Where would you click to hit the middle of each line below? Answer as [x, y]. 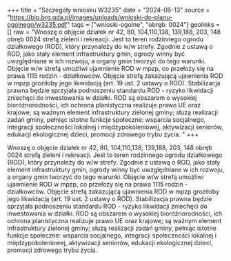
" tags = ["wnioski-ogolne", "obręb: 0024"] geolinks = [143, 24]
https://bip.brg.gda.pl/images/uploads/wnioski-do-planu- [91, 17]
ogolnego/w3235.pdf [37, 24]
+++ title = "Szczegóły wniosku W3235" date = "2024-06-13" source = [109, 10]
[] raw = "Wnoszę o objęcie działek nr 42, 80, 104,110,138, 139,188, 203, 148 [114, 32]
